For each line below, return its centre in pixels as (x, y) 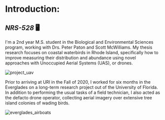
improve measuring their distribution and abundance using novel (71, 58)
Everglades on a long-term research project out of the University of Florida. (82, 87)
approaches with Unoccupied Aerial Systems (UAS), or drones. (69, 63)
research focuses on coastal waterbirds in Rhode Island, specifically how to (82, 52)
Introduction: (33, 9)
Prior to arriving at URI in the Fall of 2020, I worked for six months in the (78, 82)
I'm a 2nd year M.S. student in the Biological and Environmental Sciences (79, 42)
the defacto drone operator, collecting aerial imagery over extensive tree (79, 98)
